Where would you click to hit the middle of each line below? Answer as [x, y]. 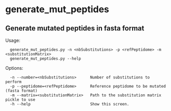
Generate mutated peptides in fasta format [75, 28]
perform [14, 82]
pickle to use [20, 100]
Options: [14, 68]
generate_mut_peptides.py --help [46, 59]
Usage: [13, 40]
